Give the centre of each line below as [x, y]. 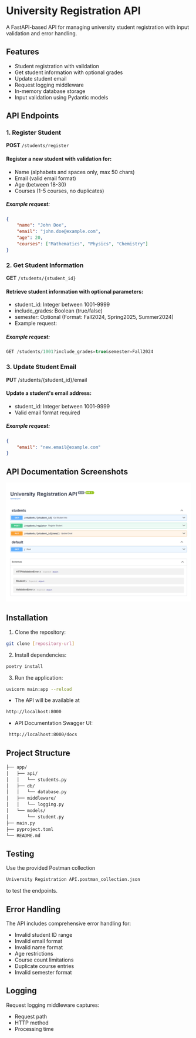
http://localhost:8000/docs [43, 735]
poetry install [25, 666]
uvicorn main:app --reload [39, 689]
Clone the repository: [40, 632]
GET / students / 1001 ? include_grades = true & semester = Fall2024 [80, 352]
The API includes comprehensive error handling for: [69, 923]
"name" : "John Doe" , [42, 225]
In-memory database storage [50, 91]
